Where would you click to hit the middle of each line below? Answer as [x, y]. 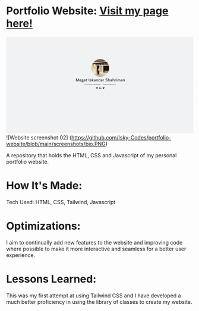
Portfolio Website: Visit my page [87, 11]
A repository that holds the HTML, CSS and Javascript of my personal [91, 155]
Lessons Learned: [51, 279]
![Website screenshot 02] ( [39, 137]
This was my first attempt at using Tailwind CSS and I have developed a [94, 296]
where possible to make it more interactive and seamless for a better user [96, 249]
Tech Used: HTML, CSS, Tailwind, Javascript [61, 202]
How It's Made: [44, 186]
